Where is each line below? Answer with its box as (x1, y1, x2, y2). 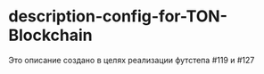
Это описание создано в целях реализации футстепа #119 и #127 (8, 54, 255, 65)
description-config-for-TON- (8, 6, 228, 27)
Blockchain (8, 25, 93, 45)
